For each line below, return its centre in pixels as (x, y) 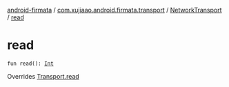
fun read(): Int (30, 64)
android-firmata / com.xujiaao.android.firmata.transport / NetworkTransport (114, 10)
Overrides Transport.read (43, 76)
